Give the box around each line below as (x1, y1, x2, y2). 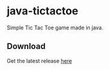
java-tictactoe (7, 4, 78, 18)
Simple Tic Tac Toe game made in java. (7, 24, 104, 31)
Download (7, 41, 46, 51)
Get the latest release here (7, 57, 72, 64)
